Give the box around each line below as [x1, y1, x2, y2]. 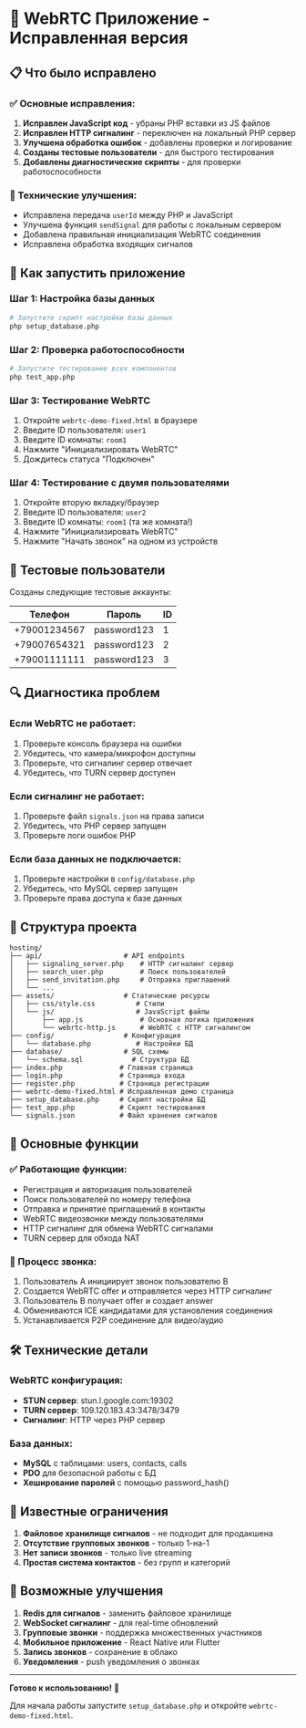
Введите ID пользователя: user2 [22, 506, 147, 518]
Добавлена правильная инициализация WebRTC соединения [22, 229, 261, 240]
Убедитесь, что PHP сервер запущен [22, 820, 167, 831]
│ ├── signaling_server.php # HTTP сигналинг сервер [9, 960, 234, 969]
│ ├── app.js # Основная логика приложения [9, 1015, 255, 1025]
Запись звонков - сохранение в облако [22, 1646, 178, 1657]
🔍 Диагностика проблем [9, 685, 161, 701]
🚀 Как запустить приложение [9, 265, 186, 281]
